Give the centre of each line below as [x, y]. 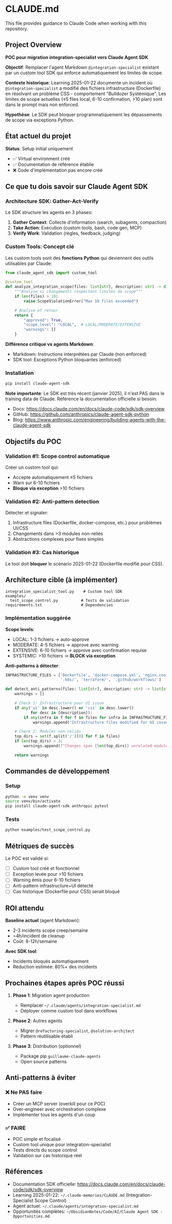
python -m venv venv [27, 796]
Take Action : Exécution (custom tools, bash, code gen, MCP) [77, 228]
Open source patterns [44, 1062]
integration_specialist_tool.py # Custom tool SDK [64, 592]
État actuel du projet [38, 136]
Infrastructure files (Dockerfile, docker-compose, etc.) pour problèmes [87, 523]
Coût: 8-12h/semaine [35, 942]
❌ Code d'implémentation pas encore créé [58, 170]
